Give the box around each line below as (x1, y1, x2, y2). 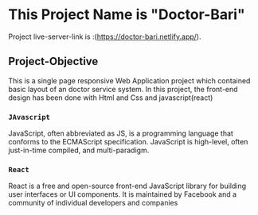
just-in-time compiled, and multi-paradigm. (8, 145, 150, 155)
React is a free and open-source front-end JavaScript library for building (8, 181, 247, 191)
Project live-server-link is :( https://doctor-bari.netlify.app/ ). (8, 32, 201, 41)
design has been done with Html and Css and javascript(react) (8, 93, 213, 102)
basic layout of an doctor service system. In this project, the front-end (8, 84, 238, 94)
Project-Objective (8, 55, 99, 68)
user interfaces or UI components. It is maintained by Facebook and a (8, 190, 237, 199)
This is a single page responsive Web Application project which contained (8, 75, 251, 85)
